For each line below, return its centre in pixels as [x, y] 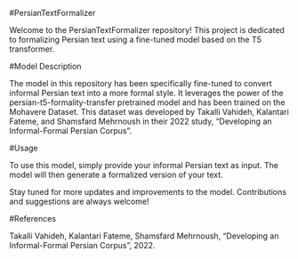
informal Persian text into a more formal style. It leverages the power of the [146, 93]
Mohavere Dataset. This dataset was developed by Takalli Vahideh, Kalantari [149, 112]
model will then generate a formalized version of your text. [117, 174]
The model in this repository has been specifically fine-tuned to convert [141, 83]
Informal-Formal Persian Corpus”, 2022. [82, 245]
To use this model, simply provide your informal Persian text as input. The [144, 165]
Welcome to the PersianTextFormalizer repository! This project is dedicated [147, 30]
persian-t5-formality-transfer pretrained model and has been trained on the [147, 102]
